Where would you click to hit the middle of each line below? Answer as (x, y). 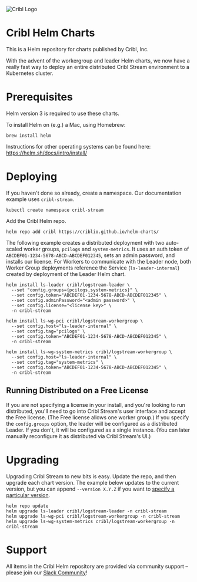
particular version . (28, 495)
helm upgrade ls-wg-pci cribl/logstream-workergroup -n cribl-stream (93, 516)
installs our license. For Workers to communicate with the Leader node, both (98, 261)
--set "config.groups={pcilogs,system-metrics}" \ (75, 290)
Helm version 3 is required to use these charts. (63, 113)
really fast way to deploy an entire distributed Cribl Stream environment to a (98, 67)
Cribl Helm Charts (51, 33)
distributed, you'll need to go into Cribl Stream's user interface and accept (96, 411)
